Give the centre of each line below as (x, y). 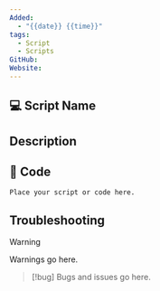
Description (43, 141)
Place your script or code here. (72, 192)
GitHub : (24, 60)
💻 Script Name (53, 106)
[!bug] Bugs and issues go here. (91, 277)
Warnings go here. (44, 259)
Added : (22, 18)
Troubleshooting (57, 220)
